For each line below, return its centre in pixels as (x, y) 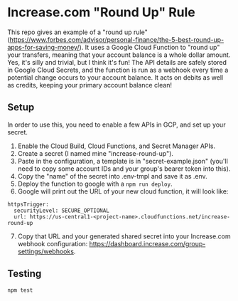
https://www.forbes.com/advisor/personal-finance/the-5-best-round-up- (117, 39)
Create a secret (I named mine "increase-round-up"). (96, 153)
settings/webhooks (46, 251)
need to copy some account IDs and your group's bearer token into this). (124, 169)
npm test (20, 290)
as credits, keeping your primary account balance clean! (90, 85)
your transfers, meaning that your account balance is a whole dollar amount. (119, 55)
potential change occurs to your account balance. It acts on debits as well (115, 77)
